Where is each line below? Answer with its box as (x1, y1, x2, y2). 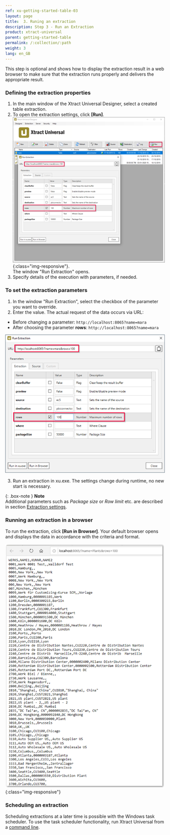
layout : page (5, 13, 33, 19)
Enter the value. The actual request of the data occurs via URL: (12, 309, 144, 315)
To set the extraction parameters (5, 287, 88, 294)
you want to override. (12, 304, 57, 310)
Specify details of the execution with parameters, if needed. (12, 274, 138, 280)
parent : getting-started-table (5, 35, 71, 40)
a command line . (5, 824, 40, 830)
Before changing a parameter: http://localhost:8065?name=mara (12, 319, 147, 325)
